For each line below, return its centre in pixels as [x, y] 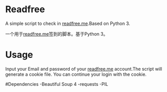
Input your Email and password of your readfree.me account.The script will [84, 69]
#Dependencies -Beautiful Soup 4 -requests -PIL [57, 84]
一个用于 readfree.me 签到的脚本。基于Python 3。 [57, 34]
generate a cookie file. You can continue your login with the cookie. [76, 74]
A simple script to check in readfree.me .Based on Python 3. [68, 23]
